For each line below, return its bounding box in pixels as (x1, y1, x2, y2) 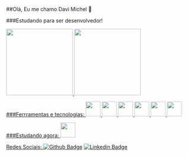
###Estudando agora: (6, 132, 59, 139)
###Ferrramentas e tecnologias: (6, 111, 85, 118)
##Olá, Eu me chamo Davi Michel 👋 (6, 6, 92, 12)
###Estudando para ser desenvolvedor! (6, 17, 103, 24)
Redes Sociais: (6, 144, 43, 150)
